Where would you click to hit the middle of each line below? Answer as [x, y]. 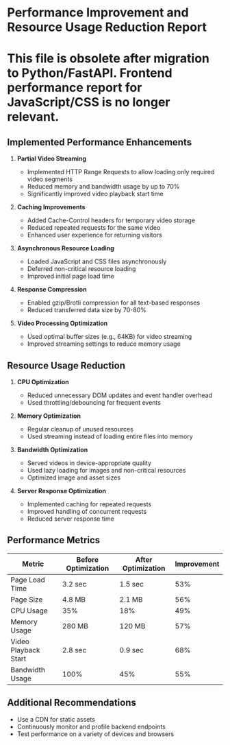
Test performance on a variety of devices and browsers [95, 734]
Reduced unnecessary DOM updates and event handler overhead [119, 395]
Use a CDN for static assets [56, 719]
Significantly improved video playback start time [95, 194]
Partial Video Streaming [52, 158]
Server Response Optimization [62, 491]
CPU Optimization [43, 382]
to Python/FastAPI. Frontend [90, 73]
